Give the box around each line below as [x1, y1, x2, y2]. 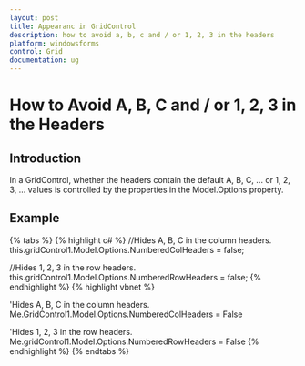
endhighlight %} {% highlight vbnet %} [9, 281, 155, 292]
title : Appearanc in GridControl [9, 22, 137, 31]
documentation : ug [9, 56, 79, 65]
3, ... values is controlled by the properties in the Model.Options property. [9, 184, 284, 195]
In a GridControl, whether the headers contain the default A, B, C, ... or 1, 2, [9, 175, 291, 185]
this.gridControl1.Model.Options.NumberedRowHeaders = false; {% [9, 271, 262, 282]
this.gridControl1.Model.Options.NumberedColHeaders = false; [9, 244, 245, 255]
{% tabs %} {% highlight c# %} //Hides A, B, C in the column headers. [9, 234, 272, 246]
